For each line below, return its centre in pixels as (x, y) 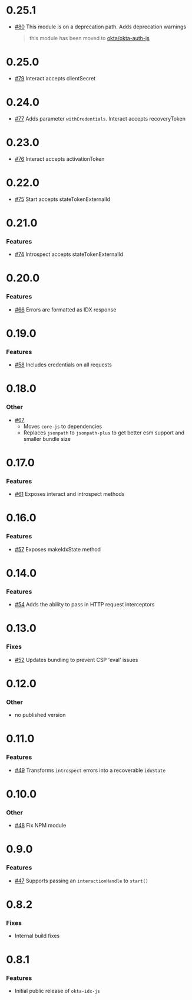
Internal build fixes (37, 936)
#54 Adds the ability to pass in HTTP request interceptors (85, 605)
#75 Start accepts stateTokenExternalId (62, 199)
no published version (40, 715)
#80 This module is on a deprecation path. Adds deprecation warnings (100, 27)
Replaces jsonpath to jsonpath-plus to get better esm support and (104, 433)
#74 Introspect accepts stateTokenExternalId (69, 254)
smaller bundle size (47, 439)
